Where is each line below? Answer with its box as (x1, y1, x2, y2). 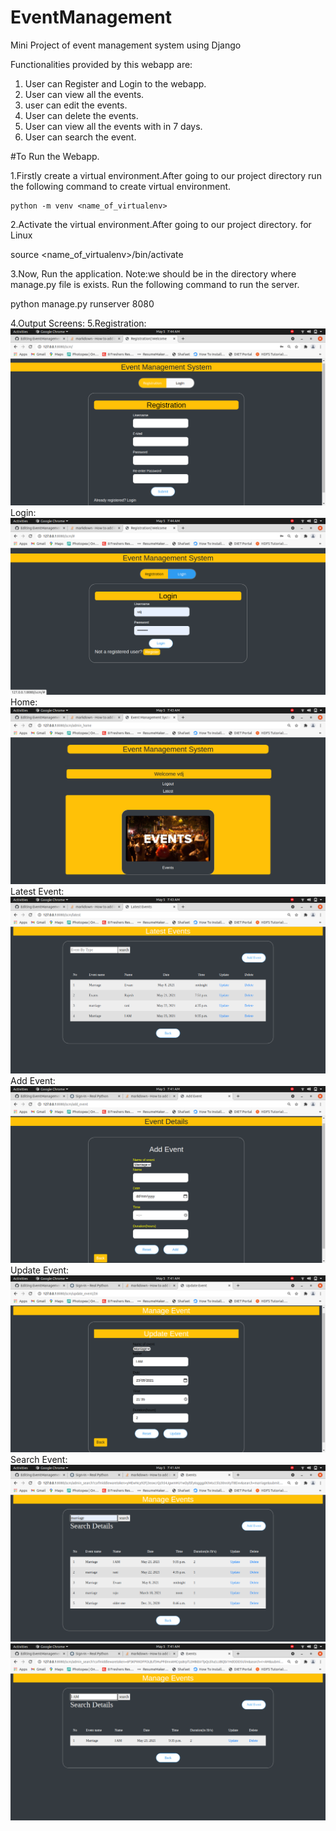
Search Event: (10, 1453, 68, 1465)
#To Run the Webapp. (10, 150, 100, 162)
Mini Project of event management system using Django (10, 39, 242, 51)
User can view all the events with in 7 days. (24, 120, 203, 132)
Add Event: (10, 1074, 56, 1086)
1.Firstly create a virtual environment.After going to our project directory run (10, 169, 322, 181)
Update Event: (10, 1264, 70, 1276)
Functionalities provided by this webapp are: (10, 58, 193, 70)
